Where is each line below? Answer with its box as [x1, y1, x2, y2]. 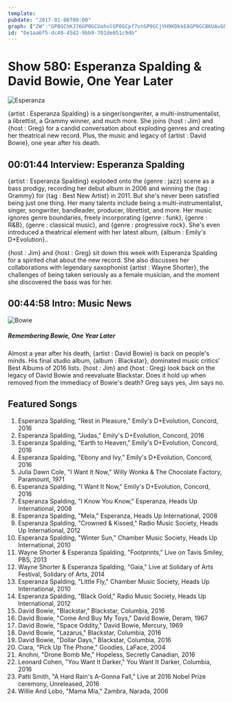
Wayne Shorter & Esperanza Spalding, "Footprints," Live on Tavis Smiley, [17, 548, 224, 556]
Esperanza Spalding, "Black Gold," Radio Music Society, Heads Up [17, 592, 207, 600]
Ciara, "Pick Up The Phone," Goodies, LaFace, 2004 [17, 643, 166, 651]
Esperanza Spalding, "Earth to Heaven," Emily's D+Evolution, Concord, [17, 438, 219, 447]
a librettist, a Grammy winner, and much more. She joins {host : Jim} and [8, 117, 213, 125]
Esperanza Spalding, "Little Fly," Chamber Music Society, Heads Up [17, 577, 210, 585]
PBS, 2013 [17, 555, 48, 564]
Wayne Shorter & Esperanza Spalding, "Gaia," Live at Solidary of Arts [17, 562, 214, 571]
